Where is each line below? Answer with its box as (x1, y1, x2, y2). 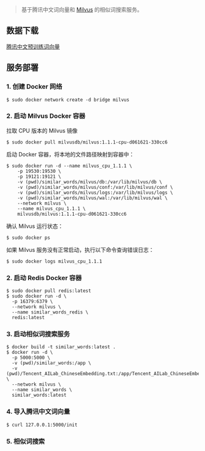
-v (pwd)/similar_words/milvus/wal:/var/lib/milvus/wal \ (17, 195, 168, 201)
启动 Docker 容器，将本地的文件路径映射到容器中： (6, 150, 135, 158)
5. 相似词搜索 (6, 437, 45, 446)
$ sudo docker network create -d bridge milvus (6, 97, 130, 103)
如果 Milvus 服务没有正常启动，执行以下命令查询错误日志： (6, 246, 154, 253)
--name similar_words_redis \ (12, 309, 88, 315)
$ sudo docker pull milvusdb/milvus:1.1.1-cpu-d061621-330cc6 (6, 139, 168, 145)
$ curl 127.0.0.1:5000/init (6, 422, 78, 428)
